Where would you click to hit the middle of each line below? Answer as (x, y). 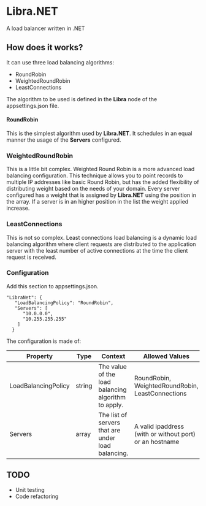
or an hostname (157, 442)
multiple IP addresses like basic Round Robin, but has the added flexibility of (103, 182)
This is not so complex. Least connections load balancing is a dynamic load (102, 237)
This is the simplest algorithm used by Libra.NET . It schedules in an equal (99, 133)
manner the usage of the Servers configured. (64, 140)
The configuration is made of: (44, 341)
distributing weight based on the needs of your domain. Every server (93, 189)
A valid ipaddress (159, 426)
